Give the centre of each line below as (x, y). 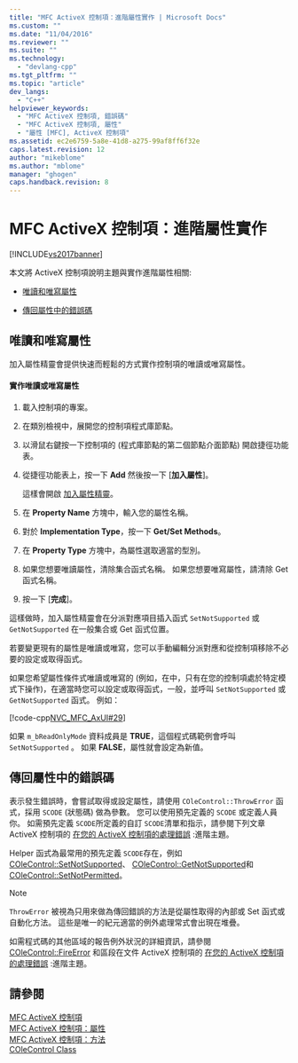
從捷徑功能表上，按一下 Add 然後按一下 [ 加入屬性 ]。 (118, 475)
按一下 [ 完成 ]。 (49, 599)
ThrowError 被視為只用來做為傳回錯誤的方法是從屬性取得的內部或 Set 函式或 (147, 911)
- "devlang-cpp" (47, 67)
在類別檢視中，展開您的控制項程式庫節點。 (100, 426)
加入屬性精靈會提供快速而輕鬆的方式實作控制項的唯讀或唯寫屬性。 (129, 364)
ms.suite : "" (33, 51)
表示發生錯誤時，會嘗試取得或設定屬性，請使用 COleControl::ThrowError (141, 800)
